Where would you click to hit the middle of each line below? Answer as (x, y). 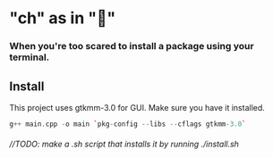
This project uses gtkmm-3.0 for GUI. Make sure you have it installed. (137, 107)
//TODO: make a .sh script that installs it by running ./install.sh (124, 144)
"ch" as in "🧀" (63, 18)
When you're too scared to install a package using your (132, 46)
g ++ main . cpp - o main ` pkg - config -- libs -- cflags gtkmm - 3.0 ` (128, 124)
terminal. (30, 57)
